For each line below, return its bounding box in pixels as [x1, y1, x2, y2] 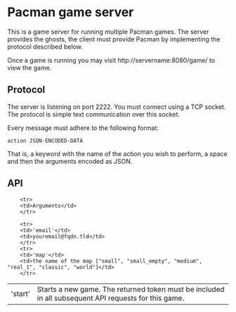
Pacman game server [7, 4, 134, 20]
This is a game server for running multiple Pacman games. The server [7, 27, 209, 36]
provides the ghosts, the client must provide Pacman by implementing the [7, 34, 221, 43]
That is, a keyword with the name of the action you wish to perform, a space [7, 149, 228, 158]
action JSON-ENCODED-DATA [7, 137, 83, 144]
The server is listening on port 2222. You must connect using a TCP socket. [7, 103, 226, 111]
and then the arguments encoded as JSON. [7, 157, 133, 165]
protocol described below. [7, 42, 83, 51]
